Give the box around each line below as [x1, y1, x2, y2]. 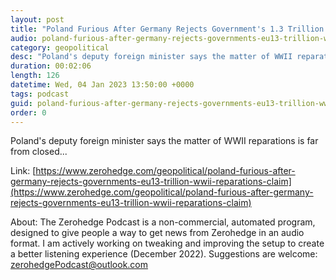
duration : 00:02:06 [10, 61, 92, 71]
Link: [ [10, 165, 37, 177]
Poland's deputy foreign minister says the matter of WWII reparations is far [10, 135, 319, 147]
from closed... [10, 146, 68, 158]
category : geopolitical [10, 42, 110, 53]
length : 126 [10, 71, 60, 81]
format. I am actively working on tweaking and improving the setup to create [10, 237, 325, 250]
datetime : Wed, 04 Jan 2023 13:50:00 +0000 [10, 80, 195, 90]
